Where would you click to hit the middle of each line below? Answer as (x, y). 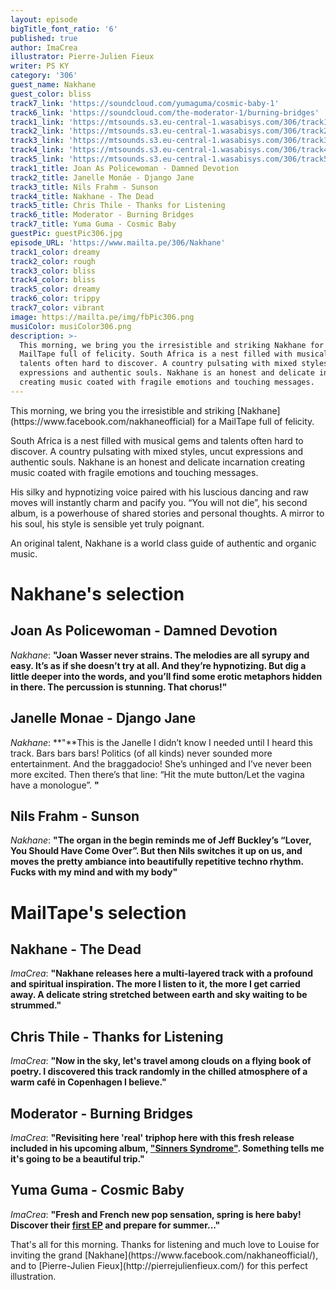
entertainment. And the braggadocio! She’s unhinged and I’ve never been (161, 763)
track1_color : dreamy (55, 252)
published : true (44, 38)
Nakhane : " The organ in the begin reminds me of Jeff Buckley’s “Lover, (161, 840)
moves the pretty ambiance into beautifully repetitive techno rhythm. (157, 862)
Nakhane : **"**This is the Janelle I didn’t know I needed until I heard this (161, 742)
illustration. (33, 1276)
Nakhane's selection (97, 593)
